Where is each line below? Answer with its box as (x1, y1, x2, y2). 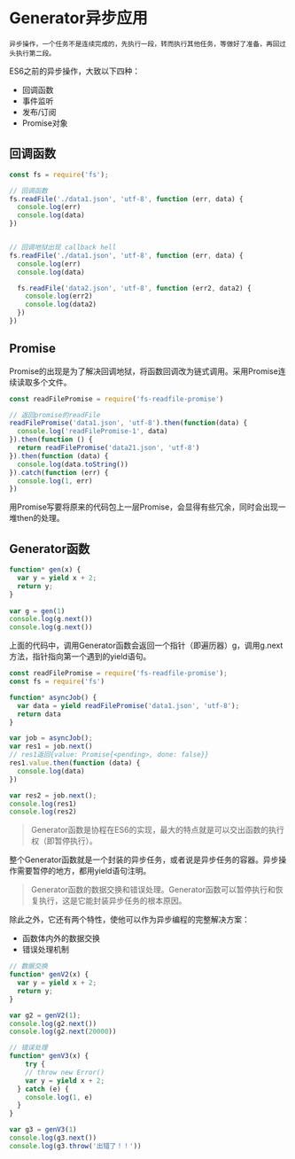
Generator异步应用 (9, 8, 148, 28)
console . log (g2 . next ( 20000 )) (9, 1027, 117, 1037)
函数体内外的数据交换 (21, 933, 100, 944)
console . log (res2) (9, 807, 77, 816)
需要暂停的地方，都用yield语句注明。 (16, 866, 151, 876)
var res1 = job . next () (9, 742, 93, 751)
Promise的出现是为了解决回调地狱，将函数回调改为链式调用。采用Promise (9, 365, 279, 377)
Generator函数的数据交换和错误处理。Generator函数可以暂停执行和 (30, 884, 276, 895)
